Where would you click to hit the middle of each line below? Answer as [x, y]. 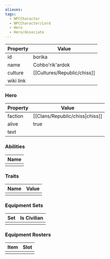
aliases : [14, 10]
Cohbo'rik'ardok [52, 65]
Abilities [15, 147]
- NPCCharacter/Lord [30, 23]
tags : [10, 14]
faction [15, 116]
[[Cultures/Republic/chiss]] [64, 73]
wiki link [16, 81]
